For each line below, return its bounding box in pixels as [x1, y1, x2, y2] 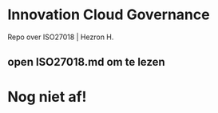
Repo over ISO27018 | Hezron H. [7, 32, 114, 42]
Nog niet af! [7, 87, 87, 106]
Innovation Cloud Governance [7, 6, 210, 24]
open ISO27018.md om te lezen [7, 55, 165, 69]
